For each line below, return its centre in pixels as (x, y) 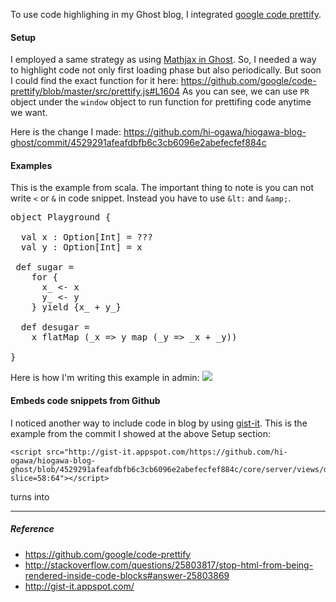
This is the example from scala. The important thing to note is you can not (162, 188)
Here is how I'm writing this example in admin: (105, 378)
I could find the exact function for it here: (94, 81)
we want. (29, 113)
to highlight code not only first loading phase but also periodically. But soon (166, 70)
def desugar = (55, 327)
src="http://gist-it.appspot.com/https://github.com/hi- (167, 452)
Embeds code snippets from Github (85, 400)
